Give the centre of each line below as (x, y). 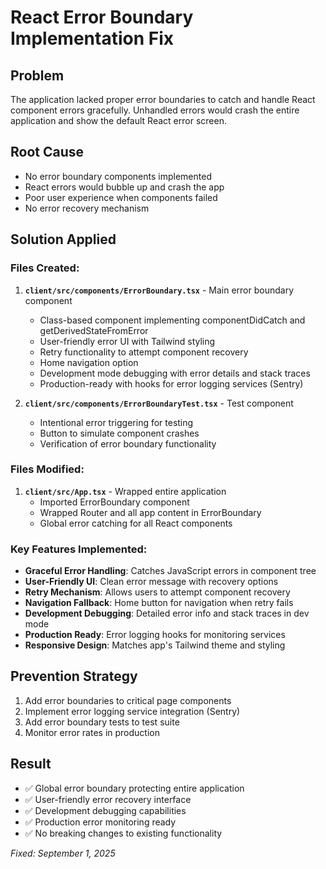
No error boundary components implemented (118, 176)
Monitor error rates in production (92, 732)
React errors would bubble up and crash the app (124, 187)
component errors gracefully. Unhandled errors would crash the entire (155, 110)
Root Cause (47, 152)
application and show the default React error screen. (118, 120)
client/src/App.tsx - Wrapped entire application (125, 491)
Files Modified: (47, 469)
